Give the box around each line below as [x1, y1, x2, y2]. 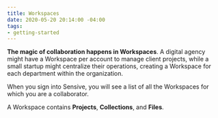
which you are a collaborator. [7, 90, 89, 98]
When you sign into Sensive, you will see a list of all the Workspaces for [7, 83, 210, 91]
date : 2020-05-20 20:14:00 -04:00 [7, 16, 106, 23]
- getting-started [7, 29, 59, 36]
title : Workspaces [7, 10, 59, 17]
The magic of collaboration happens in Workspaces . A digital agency [7, 48, 206, 56]
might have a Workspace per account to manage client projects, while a [7, 55, 209, 63]
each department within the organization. [7, 70, 124, 78]
